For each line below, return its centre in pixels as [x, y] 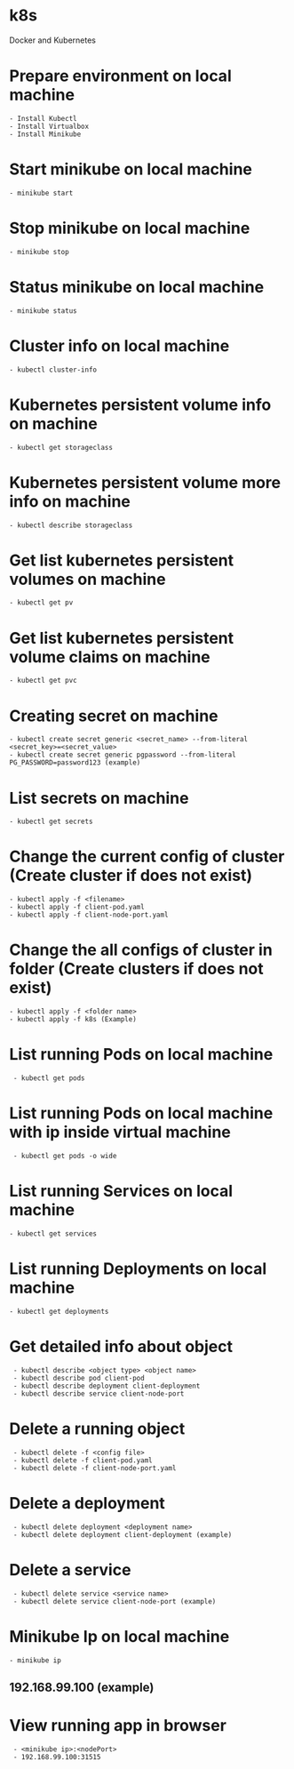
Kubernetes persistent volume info [140, 404]
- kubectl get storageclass [61, 447]
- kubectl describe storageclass [71, 525]
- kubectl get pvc [43, 681]
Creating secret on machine [114, 716]
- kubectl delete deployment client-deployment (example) [123, 1534]
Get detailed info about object [121, 1347]
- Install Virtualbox [49, 126]
